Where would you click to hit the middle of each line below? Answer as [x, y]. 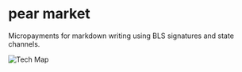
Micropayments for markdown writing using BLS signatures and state [121, 36]
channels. [24, 44]
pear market [50, 14]
